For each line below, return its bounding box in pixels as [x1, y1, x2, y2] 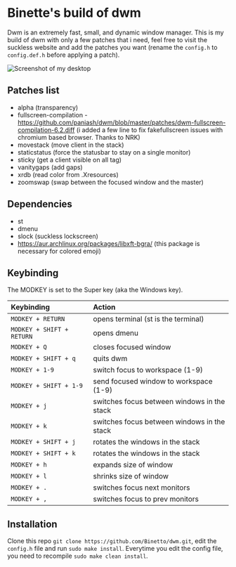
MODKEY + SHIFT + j [11, 438, 76, 446]
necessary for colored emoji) [17, 247, 102, 255]
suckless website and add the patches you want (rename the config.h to [7, 43, 218, 51]
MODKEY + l [11, 472, 47, 481]
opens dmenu [93, 328, 139, 338]
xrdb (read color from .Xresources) [17, 170, 119, 178]
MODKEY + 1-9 [11, 366, 55, 374]
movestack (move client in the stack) [17, 141, 124, 149]
